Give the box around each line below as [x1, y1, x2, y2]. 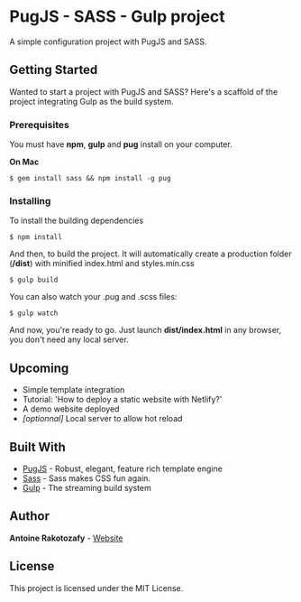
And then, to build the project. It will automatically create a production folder [9, 248, 292, 259]
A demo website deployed [22, 403, 120, 414]
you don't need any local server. [9, 334, 129, 345]
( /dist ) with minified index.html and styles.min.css [9, 258, 196, 269]
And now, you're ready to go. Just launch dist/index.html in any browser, [9, 325, 282, 336]
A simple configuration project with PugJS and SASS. [9, 36, 207, 47]
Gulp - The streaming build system [22, 482, 151, 493]
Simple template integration [22, 384, 125, 395]
